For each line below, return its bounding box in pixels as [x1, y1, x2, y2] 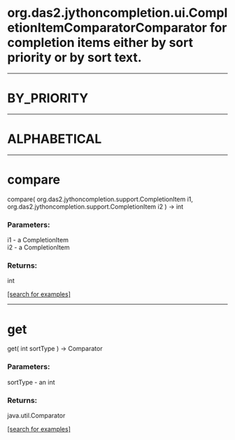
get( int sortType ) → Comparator [7, 345, 103, 353]
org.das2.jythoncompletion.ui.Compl [7, 5, 228, 21]
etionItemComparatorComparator [7, 20, 208, 36]
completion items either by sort [7, 35, 194, 50]
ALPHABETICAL [7, 131, 102, 147]
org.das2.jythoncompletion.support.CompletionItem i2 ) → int [7, 202, 184, 211]
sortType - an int [7, 378, 55, 386]
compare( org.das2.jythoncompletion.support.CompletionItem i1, [7, 195, 194, 203]
